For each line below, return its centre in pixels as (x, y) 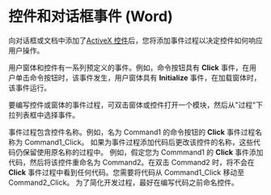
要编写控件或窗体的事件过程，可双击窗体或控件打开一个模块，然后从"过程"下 (136, 105)
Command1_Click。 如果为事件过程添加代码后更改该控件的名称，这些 (138, 142)
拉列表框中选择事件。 (44, 114)
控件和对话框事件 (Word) (91, 17)
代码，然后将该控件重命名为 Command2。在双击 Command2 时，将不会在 (131, 162)
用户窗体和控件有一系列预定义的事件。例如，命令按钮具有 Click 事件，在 (129, 67)
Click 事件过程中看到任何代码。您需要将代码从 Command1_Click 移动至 (127, 172)
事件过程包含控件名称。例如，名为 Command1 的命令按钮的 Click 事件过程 (132, 132)
